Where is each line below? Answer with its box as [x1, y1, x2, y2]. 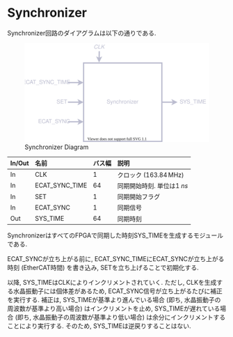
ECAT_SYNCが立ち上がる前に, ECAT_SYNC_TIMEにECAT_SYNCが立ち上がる [7, 255, 225, 263]
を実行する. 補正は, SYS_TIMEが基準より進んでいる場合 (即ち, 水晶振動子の [7, 296, 221, 304]
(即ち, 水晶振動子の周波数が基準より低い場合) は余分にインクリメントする [15, 313, 226, 322]
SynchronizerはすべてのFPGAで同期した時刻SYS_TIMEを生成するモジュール [7, 231, 224, 240]
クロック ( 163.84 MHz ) [117, 171, 184, 179]
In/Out [10, 159, 29, 167]
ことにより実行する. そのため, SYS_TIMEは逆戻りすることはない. [7, 322, 191, 330]
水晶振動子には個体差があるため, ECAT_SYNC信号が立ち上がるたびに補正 [13, 287, 223, 295]
